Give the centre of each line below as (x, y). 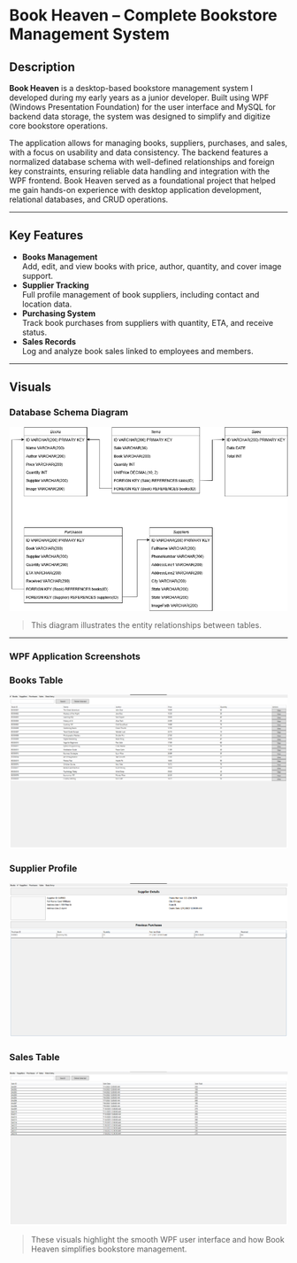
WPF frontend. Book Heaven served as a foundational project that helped (142, 181)
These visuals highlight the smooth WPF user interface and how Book (157, 1240)
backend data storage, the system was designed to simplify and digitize (140, 116)
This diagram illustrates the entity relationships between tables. (146, 625)
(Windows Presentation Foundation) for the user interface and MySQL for (143, 107)
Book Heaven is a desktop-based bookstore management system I (131, 88)
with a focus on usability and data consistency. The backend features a (139, 152)
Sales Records (49, 341)
